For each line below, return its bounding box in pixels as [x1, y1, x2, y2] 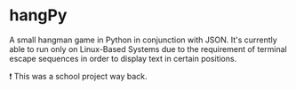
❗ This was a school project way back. [9, 71, 148, 81]
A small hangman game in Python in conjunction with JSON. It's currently [9, 34, 277, 45]
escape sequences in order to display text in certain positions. [9, 53, 237, 64]
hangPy [9, 5, 68, 26]
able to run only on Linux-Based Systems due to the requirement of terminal [9, 43, 287, 54]
